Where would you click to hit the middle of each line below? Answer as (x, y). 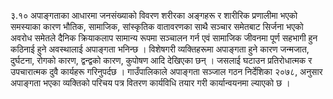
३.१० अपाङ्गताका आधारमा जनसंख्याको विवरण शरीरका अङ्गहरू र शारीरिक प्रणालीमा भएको (154, 15)
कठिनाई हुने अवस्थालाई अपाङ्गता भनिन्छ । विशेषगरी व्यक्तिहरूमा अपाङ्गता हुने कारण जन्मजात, (160, 49)
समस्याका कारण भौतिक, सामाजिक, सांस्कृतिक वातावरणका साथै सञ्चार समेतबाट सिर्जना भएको (157, 26)
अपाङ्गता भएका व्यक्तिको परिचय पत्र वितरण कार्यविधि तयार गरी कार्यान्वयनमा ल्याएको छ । (150, 83)
